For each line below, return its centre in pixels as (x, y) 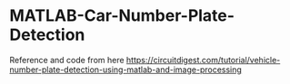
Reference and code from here (67, 60)
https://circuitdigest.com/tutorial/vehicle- (203, 60)
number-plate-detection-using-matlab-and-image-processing (126, 70)
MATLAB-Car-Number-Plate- (122, 16)
